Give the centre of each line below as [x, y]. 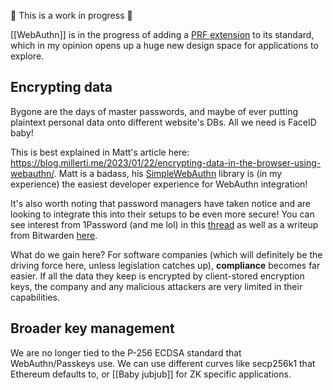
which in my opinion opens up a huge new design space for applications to [164, 45]
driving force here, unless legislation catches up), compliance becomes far [165, 265]
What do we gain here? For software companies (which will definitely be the [166, 254]
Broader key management [92, 328]
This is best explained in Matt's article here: [100, 152]
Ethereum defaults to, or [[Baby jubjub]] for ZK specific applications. [151, 374]
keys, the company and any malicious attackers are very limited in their [156, 286]
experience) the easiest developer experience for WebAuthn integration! [159, 184]
